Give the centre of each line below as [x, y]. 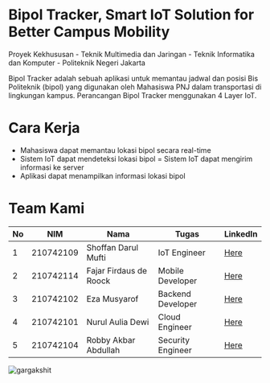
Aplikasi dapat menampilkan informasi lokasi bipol [103, 175]
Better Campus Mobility [89, 32]
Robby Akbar [111, 340]
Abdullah [103, 350]
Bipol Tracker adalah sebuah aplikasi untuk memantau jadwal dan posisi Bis [133, 78]
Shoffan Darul [112, 247]
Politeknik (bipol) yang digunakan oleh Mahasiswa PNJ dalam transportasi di [135, 87]
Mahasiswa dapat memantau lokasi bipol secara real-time [115, 150]
